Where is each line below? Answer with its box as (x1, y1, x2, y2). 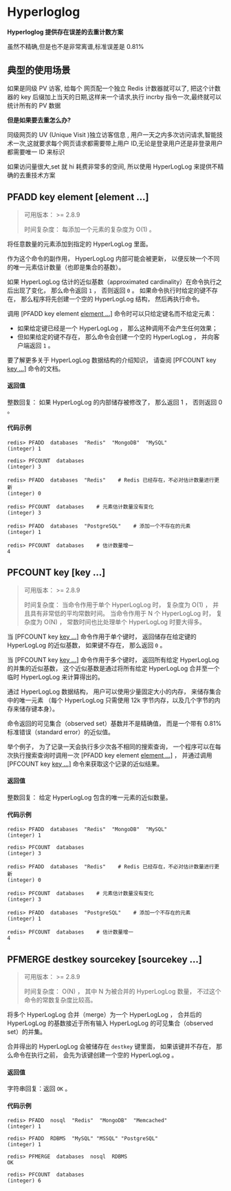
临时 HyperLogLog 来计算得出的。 (7, 672, 104, 681)
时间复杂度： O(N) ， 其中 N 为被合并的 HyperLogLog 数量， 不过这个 (23, 987, 221, 995)
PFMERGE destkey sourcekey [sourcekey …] (7, 954, 203, 965)
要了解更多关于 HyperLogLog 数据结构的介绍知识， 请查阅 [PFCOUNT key (7, 356, 217, 364)
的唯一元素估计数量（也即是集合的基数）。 (7, 263, 125, 271)
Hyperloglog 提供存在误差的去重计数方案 (7, 28, 124, 36)
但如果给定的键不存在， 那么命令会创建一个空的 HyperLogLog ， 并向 (16, 332, 214, 341)
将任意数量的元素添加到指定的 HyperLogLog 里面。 (7, 239, 153, 248)
